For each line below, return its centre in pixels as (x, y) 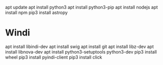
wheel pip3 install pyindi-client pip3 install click (54, 57)
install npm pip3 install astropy (37, 12)
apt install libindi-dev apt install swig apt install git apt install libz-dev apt (80, 46)
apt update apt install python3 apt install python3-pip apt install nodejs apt (81, 7)
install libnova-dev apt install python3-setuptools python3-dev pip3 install (81, 51)
